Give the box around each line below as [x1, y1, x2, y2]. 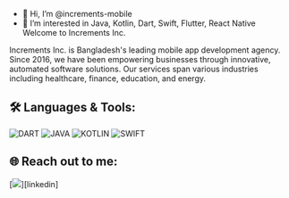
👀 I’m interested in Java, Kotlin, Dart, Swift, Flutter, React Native [21, 18, 257, 29]
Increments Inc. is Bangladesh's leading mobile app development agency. [9, 45, 281, 55]
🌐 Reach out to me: [9, 154, 118, 169]
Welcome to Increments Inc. [21, 28, 126, 37]
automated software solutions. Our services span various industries [9, 63, 259, 74]
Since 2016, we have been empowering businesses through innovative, [9, 54, 271, 64]
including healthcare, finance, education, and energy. [9, 73, 207, 84]
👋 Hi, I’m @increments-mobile [21, 9, 132, 19]
